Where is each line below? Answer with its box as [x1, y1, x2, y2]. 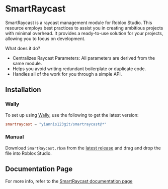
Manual [5, 133, 24, 140]
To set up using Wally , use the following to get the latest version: [5, 112, 139, 118]
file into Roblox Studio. [5, 150, 52, 156]
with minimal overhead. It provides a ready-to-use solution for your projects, [5, 30, 163, 36]
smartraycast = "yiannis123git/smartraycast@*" [5, 121, 107, 127]
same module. [12, 60, 42, 66]
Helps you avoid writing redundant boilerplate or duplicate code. [12, 66, 146, 72]
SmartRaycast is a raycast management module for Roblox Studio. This [5, 20, 152, 26]
